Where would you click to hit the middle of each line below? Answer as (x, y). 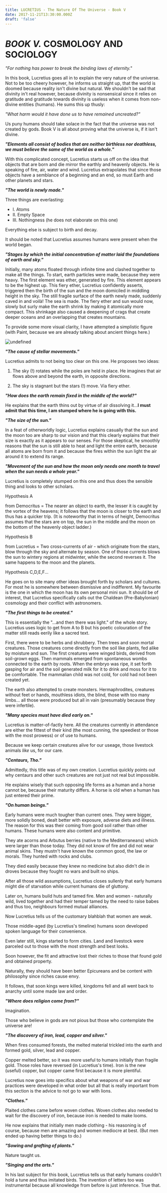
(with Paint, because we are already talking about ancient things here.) (78, 332)
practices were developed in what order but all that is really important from (82, 1086)
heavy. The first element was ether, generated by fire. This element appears (83, 280)
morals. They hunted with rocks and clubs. (49, 856)
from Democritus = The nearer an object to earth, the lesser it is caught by (82, 506)
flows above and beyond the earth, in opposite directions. (72, 376)
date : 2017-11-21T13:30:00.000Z (39, 14)
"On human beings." (27, 805)
